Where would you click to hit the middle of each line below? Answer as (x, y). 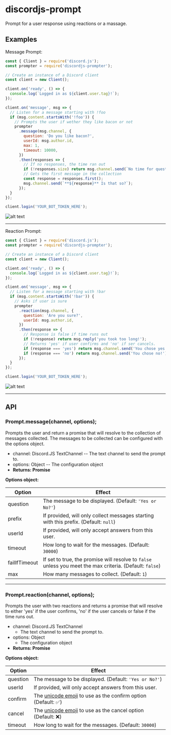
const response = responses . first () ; (63, 179)
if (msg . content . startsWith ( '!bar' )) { (52, 296)
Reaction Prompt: (23, 231)
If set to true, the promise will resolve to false (97, 559)
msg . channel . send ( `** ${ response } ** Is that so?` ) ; (78, 183)
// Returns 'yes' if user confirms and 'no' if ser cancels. (90, 344)
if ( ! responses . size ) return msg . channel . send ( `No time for (89, 169)
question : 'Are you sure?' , (53, 315)
